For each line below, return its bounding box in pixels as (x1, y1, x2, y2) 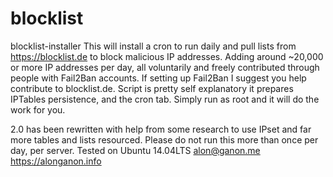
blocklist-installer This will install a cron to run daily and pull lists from (10, 40, 297, 52)
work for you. (10, 103, 66, 116)
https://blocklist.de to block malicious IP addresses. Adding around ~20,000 (10, 50, 324, 62)
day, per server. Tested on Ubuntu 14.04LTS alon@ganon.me (10, 144, 261, 156)
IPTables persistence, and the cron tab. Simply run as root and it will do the (10, 93, 320, 105)
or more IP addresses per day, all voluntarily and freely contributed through (10, 61, 320, 73)
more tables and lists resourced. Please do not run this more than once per (10, 133, 319, 146)
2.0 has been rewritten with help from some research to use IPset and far (10, 123, 312, 135)
